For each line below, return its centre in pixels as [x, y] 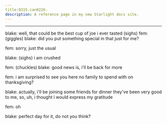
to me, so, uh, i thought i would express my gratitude [59, 97]
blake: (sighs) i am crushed [33, 58]
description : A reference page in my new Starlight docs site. [72, 14]
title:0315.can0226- [27, 10]
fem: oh [13, 107]
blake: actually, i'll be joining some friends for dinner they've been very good [83, 92]
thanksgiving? [19, 82]
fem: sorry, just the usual [31, 48]
